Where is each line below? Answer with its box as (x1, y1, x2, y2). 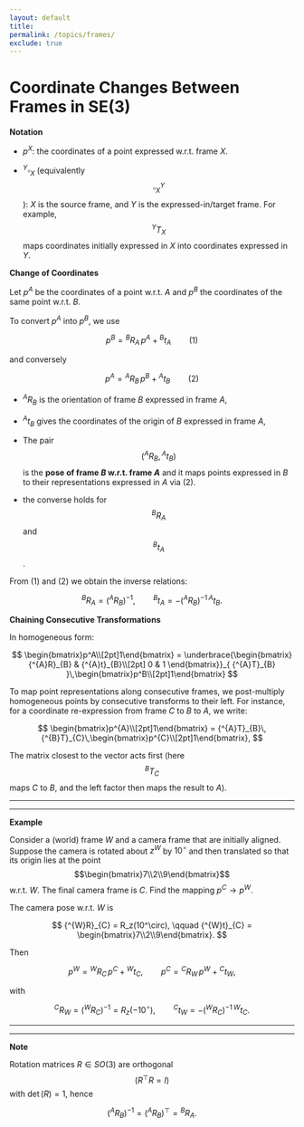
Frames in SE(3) (9, 97, 131, 118)
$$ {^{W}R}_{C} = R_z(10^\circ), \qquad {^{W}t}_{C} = (51, 920, 253, 931)
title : (9, 22, 34, 31)
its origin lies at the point (9, 855, 101, 865)
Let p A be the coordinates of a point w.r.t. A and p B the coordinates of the (9, 285, 283, 297)
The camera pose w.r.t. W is (9, 902, 114, 912)
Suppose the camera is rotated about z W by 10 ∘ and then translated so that (9, 844, 290, 856)
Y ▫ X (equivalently (22, 163, 86, 177)
